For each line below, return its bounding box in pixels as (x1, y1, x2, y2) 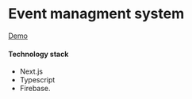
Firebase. (19, 84, 51, 93)
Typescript (19, 75, 56, 85)
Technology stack (8, 49, 69, 59)
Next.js (19, 67, 44, 76)
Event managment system (8, 5, 185, 23)
